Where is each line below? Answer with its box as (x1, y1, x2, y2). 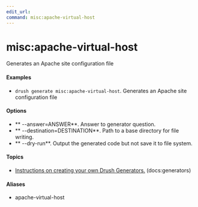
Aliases (6, 181, 26, 188)
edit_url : (6, 8, 31, 15)
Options (6, 107, 27, 115)
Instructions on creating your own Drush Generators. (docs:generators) (14, 167, 191, 174)
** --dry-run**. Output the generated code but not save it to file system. (14, 139, 193, 147)
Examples (6, 74, 32, 81)
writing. (14, 133, 34, 140)
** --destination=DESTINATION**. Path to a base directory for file (14, 127, 179, 134)
